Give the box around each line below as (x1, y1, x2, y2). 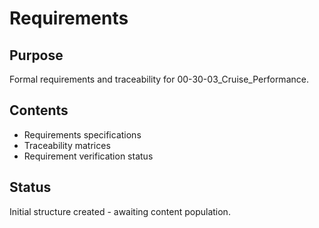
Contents (9, 102, 69, 119)
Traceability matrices (23, 139, 111, 151)
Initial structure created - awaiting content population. (9, 205, 231, 217)
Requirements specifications (23, 128, 142, 141)
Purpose (9, 47, 64, 64)
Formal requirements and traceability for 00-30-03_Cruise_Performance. (9, 73, 309, 85)
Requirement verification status (23, 150, 154, 162)
